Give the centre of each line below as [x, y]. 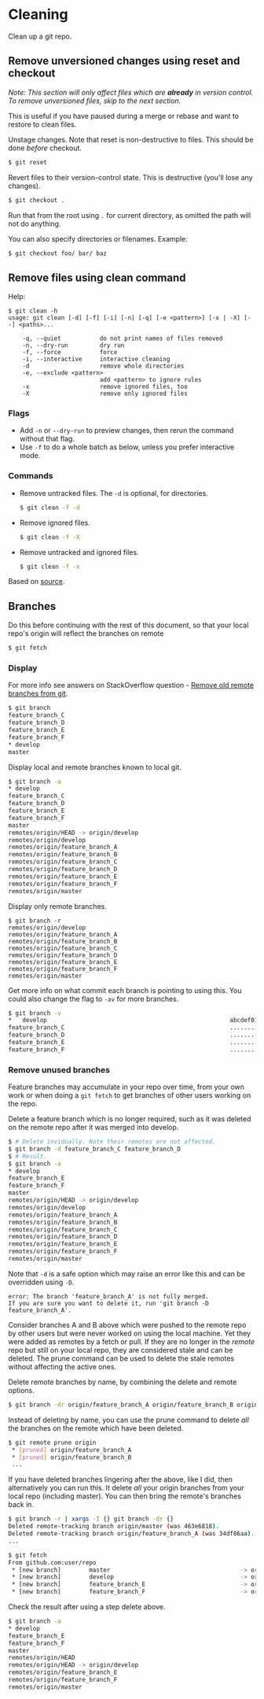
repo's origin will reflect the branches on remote [86, 633]
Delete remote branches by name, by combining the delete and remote [123, 1382]
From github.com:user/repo [52, 1562]
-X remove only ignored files [105, 394]
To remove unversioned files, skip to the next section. [95, 101]
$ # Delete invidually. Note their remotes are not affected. [112, 1142]
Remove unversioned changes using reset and [124, 61]
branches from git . [38, 693]
